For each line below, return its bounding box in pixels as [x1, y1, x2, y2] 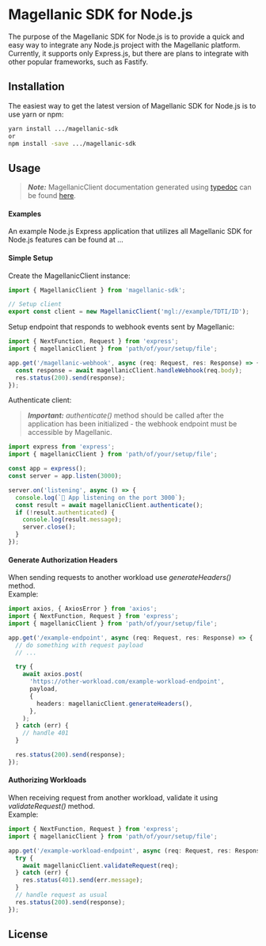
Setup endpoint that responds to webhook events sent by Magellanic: [8, 322, 235, 332]
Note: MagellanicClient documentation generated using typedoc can [27, 182, 252, 192]
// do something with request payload [15, 641, 144, 649]
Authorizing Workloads [8, 775, 87, 785]
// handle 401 [22, 729, 69, 738]
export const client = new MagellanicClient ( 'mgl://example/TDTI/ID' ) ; [8, 307, 249, 316]
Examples [8, 208, 42, 219]
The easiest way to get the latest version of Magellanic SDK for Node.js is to [8, 101, 256, 110]
